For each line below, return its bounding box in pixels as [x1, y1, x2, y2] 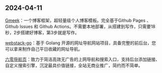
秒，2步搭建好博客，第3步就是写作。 [5, 29, 80, 36]
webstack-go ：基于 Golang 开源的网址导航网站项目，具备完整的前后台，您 [5, 40, 156, 46]
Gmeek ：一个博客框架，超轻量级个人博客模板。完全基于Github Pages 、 [5, 17, 151, 23]
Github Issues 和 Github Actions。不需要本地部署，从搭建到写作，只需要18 [5, 23, 156, 29]
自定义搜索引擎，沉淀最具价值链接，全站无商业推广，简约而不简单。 [5, 62, 143, 68]
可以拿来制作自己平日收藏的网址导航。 [5, 46, 82, 52]
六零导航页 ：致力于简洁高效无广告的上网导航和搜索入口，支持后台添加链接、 [5, 56, 160, 62]
